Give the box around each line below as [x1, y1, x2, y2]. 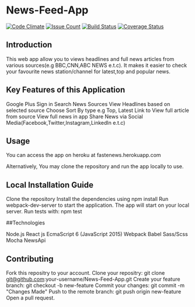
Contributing [6, 254, 54, 264]
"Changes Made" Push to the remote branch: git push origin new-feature [6, 288, 182, 295]
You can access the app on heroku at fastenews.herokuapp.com [6, 152, 162, 159]
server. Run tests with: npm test [6, 208, 82, 215]
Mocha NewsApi [6, 237, 46, 244]
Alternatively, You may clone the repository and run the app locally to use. [6, 163, 184, 170]
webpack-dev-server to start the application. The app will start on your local [6, 202, 190, 209]
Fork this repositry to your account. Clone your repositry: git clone [6, 270, 165, 276]
